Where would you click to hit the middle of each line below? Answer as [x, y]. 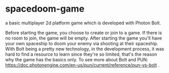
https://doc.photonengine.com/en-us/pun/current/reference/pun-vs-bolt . [82, 65]
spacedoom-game [45, 9]
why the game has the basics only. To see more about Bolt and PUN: [77, 59]
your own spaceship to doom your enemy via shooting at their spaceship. [82, 43]
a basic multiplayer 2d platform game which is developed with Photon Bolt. [83, 23]
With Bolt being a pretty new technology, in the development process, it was [85, 49]
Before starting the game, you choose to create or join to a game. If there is [84, 32]
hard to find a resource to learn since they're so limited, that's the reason [81, 54]
